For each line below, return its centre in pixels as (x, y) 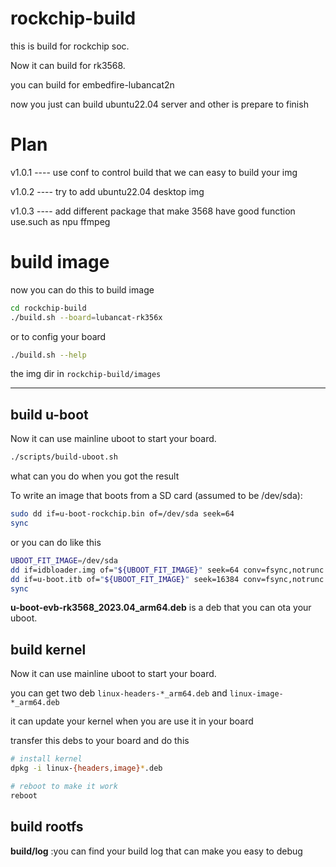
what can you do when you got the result (95, 476)
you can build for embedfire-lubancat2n (92, 84)
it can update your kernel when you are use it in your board (132, 721)
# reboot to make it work (64, 786)
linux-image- (256, 694)
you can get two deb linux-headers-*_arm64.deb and (119, 693)
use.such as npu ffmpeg (60, 221)
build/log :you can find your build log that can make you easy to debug (156, 851)
